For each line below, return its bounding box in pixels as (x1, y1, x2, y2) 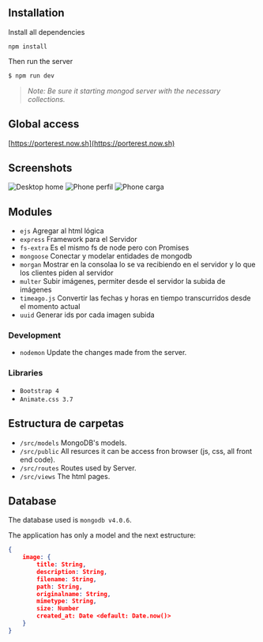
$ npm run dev (8, 71, 55, 80)
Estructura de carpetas (8, 417, 125, 430)
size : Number (36, 605, 80, 613)
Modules (8, 205, 53, 218)
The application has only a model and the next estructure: (8, 531, 196, 540)
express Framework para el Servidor (19, 235, 137, 244)
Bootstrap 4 (19, 387, 59, 395)
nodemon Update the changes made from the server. (19, 348, 187, 357)
